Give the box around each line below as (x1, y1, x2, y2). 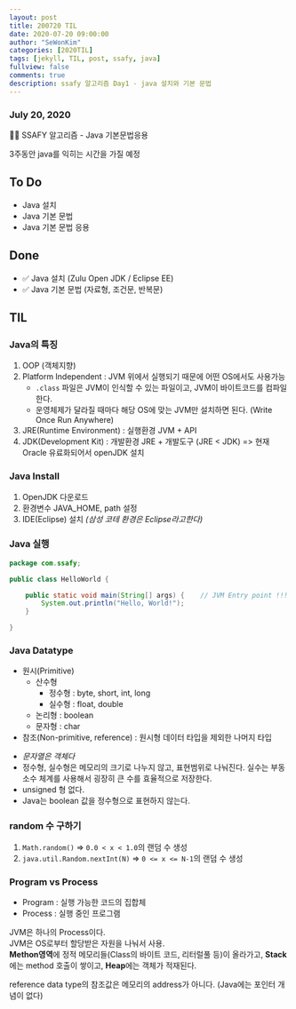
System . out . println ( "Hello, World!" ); (41, 599, 185, 608)
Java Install (9, 470, 60, 482)
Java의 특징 (9, 338, 58, 351)
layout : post (9, 12, 58, 22)
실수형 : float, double (48, 699, 124, 710)
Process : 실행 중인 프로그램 (21, 908, 121, 918)
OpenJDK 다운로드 (21, 491, 89, 502)
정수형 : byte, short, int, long (48, 687, 151, 698)
